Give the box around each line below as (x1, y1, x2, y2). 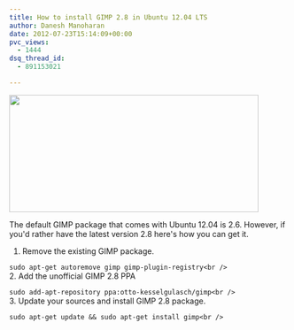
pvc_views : (9, 37, 50, 47)
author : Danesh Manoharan (9, 21, 104, 30)
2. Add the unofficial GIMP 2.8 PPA (9, 271, 136, 281)
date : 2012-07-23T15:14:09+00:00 (9, 29, 133, 38)
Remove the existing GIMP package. (21, 245, 155, 257)
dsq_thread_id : (9, 54, 66, 63)
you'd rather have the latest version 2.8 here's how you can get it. (9, 228, 250, 239)
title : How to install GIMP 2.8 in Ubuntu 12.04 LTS (9, 12, 208, 22)
